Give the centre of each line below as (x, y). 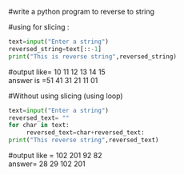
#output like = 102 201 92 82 (55, 155)
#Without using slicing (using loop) (66, 96)
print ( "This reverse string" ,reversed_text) (84, 140)
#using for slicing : (39, 27)
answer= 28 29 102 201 (47, 164)
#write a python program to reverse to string (81, 12)
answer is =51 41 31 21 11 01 (53, 80)
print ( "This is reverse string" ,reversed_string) (93, 56)
